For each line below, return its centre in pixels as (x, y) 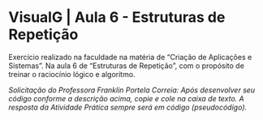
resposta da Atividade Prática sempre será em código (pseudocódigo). (128, 107)
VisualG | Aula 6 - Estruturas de (117, 17)
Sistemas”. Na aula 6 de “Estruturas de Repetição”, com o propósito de (127, 66)
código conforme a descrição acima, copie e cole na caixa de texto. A (127, 98)
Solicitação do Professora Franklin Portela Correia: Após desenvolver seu (132, 90)
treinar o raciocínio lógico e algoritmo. (72, 74)
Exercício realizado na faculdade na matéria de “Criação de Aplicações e (130, 57)
